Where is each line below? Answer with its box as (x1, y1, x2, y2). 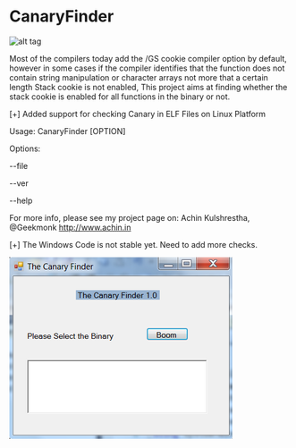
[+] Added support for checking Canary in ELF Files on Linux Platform (9, 108, 266, 119)
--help (9, 195, 33, 206)
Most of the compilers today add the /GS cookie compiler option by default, (9, 53, 288, 63)
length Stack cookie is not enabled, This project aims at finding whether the (9, 81, 288, 92)
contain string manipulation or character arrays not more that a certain (9, 72, 268, 82)
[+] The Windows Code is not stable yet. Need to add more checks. (9, 239, 258, 249)
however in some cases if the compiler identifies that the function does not (9, 63, 285, 73)
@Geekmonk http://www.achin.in (9, 222, 131, 232)
